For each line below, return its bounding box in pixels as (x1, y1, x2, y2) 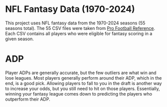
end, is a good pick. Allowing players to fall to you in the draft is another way (5, 80, 162, 86)
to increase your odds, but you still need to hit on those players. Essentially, (5, 86, 161, 92)
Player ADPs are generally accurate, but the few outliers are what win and (5, 70, 157, 76)
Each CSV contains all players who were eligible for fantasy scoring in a (5, 30, 153, 36)
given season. (5, 36, 34, 42)
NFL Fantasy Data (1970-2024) (5, 3, 136, 15)
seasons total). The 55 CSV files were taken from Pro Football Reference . (5, 25, 156, 31)
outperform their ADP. (5, 96, 51, 102)
